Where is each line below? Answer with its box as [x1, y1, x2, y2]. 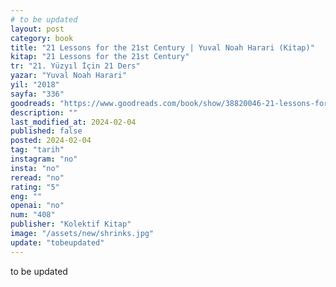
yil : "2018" [10, 80, 60, 90]
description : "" [10, 107, 78, 118]
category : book [10, 33, 74, 43]
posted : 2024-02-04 [10, 136, 92, 146]
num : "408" [10, 210, 56, 220]
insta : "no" [10, 163, 60, 173]
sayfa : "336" [10, 89, 65, 99]
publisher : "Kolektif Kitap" [10, 219, 132, 230]
